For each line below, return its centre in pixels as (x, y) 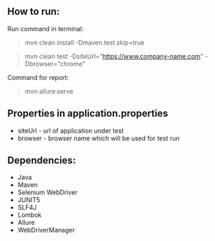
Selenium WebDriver (47, 192)
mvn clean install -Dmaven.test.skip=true (85, 43)
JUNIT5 (29, 200)
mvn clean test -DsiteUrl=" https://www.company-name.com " (114, 56)
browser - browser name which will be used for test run (99, 138)
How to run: (34, 12)
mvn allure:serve (49, 91)
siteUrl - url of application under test (70, 130)
